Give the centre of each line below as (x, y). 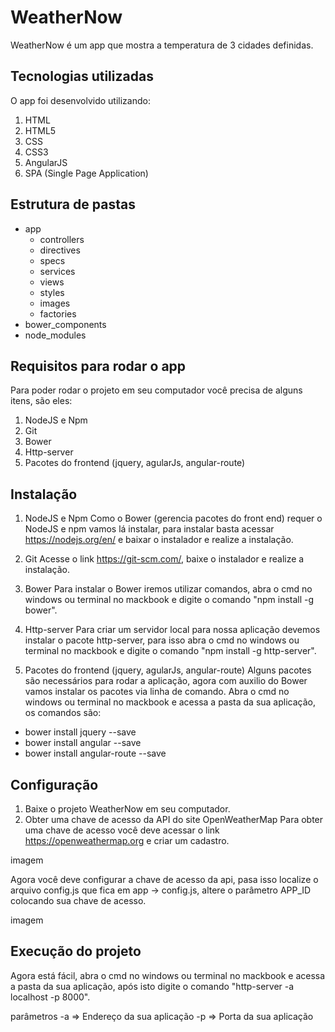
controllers (62, 239)
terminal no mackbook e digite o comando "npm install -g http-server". (170, 651)
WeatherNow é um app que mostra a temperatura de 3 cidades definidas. (162, 45)
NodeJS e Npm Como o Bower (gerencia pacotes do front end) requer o (173, 518)
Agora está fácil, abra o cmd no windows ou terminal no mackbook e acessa (168, 975)
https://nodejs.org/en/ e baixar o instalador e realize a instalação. (159, 540)
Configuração (54, 784)
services (57, 271)
